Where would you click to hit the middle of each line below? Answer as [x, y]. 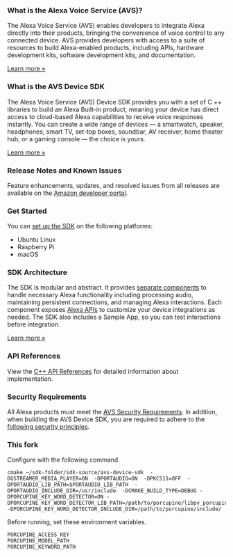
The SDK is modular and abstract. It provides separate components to [107, 288]
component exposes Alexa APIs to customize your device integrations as [111, 310]
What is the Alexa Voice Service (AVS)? [75, 10]
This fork [23, 445]
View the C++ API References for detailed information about [93, 371]
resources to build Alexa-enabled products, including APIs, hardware [106, 48]
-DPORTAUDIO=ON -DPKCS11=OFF [138, 479]
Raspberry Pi [36, 247]
